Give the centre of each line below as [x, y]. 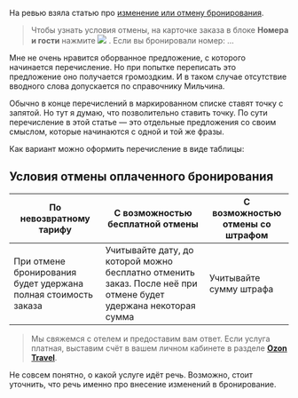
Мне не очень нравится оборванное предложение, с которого [128, 58]
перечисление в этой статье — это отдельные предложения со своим [143, 122]
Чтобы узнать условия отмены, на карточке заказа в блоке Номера [160, 30]
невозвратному [55, 219]
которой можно [139, 261]
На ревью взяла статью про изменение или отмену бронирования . [137, 13]
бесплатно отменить [150, 272]
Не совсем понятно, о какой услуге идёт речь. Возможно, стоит [131, 374]
